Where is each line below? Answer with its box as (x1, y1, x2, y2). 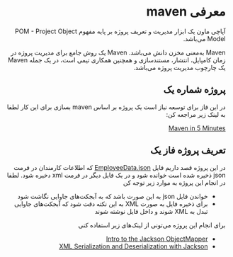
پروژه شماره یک (163, 84, 226, 96)
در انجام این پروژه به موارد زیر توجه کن (123, 178, 226, 187)
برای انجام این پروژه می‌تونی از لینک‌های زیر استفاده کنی (78, 220, 226, 229)
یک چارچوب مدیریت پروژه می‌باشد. (133, 63, 226, 72)
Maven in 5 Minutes (168, 124, 226, 132)
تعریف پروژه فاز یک (150, 144, 226, 156)
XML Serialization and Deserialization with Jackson (58, 241, 208, 251)
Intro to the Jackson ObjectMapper (106, 234, 208, 243)
